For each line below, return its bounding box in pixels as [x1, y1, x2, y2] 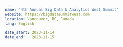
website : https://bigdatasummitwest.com [5, 12, 90, 17]
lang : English [5, 21, 35, 26]
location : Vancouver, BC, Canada [5, 16, 74, 21]
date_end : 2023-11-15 [5, 35, 55, 40]
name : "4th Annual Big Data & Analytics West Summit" [5, 7, 119, 12]
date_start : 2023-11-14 [5, 30, 55, 35]
